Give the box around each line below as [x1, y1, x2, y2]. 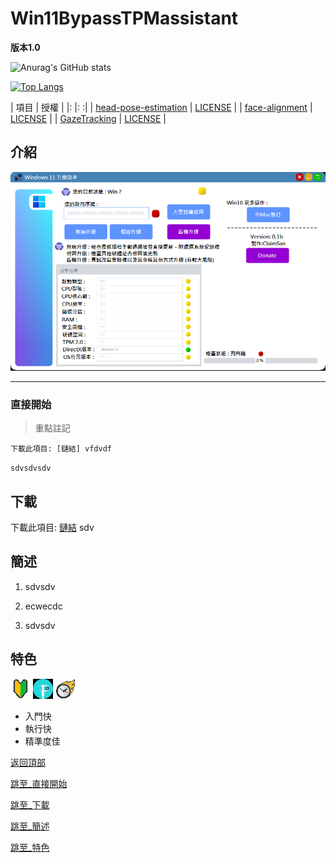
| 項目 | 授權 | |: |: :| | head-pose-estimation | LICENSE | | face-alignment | [10, 101, 313, 113]
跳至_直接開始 [10, 777, 68, 789]
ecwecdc [24, 600, 63, 612]
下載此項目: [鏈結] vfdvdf [10, 444, 112, 454]
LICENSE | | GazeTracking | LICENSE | [10, 112, 167, 124]
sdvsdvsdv [10, 463, 52, 474]
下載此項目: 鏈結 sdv [10, 521, 95, 533]
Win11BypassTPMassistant [10, 7, 239, 30]
